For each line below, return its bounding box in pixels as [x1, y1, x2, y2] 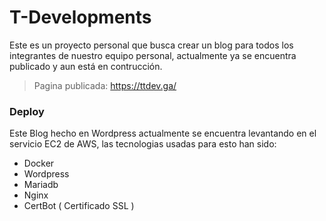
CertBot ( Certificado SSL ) [23, 200, 135, 212]
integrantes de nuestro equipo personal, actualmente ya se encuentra [9, 49, 297, 61]
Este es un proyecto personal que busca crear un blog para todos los [9, 39, 294, 51]
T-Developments [9, 6, 152, 29]
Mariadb [23, 179, 59, 191]
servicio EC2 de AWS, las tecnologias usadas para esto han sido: [9, 138, 277, 150]
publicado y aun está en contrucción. [9, 60, 163, 72]
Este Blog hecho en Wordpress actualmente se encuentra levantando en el [9, 127, 317, 140]
